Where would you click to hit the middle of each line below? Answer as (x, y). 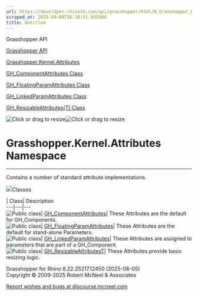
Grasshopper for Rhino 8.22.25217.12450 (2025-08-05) (73, 269)
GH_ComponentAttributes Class (45, 74)
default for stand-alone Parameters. (49, 232)
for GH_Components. (32, 220)
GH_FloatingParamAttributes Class (48, 85)
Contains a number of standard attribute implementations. (76, 177)
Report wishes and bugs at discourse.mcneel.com (67, 287)
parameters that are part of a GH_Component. (62, 245)
